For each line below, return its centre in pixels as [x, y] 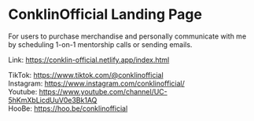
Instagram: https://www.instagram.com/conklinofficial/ [96, 83]
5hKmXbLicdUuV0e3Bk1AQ [53, 100]
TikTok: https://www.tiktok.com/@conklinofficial [86, 75]
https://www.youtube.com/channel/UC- [103, 91]
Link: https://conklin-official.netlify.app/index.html [89, 60]
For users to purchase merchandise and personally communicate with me [127, 36]
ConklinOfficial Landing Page [105, 15]
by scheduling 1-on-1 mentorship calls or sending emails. [100, 44]
